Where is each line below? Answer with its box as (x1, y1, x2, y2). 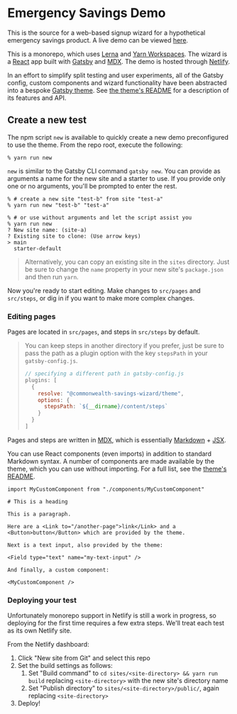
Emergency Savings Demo (7, 5, 166, 21)
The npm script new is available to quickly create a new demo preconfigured (7, 133, 228, 141)
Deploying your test (7, 595, 77, 605)
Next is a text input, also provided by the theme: (7, 541, 163, 549)
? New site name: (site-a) (7, 226, 87, 233)
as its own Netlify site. (7, 626, 72, 635)
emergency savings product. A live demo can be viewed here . (7, 35, 189, 44)
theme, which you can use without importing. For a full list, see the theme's (7, 464, 227, 473)
